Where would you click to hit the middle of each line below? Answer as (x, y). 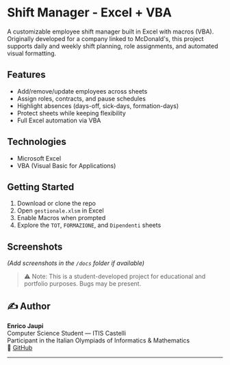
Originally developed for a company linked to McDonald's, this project (105, 38)
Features (26, 75)
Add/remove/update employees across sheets (82, 91)
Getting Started (41, 187)
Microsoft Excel (39, 158)
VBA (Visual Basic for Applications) (66, 165)
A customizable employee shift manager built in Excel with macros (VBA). (111, 31)
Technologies (37, 142)
